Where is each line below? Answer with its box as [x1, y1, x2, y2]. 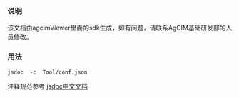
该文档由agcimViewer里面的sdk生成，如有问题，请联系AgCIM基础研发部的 [7, 23, 226, 33]
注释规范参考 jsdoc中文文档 [7, 81, 88, 90]
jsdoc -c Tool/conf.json [7, 69, 88, 76]
